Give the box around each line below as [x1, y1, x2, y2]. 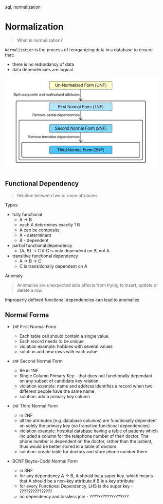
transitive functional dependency [12, 253, 79, 259]
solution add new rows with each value [19, 349, 98, 355]
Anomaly [5, 273, 23, 279]
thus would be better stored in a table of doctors [19, 444, 117, 449]
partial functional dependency [12, 242, 72, 248]
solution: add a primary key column [19, 394, 90, 400]
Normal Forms [5, 311, 49, 319]
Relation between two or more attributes [17, 192, 98, 198]
